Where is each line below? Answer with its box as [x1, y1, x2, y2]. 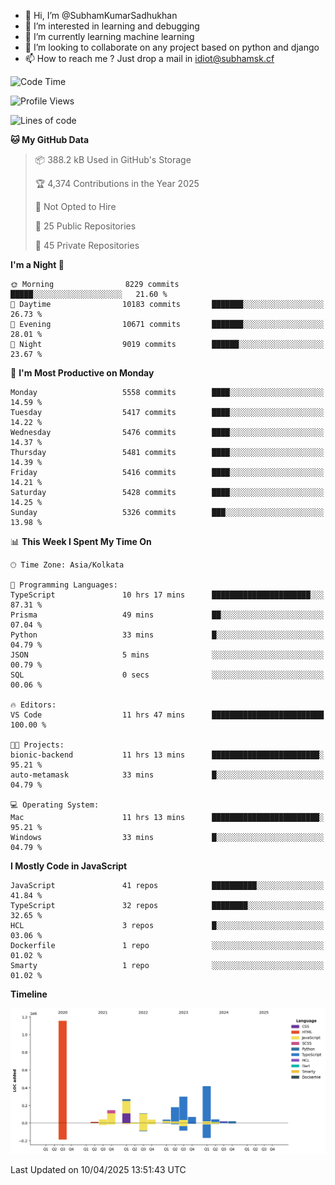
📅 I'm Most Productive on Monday [10, 367, 155, 379]
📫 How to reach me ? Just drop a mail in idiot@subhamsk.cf [24, 53, 275, 64]
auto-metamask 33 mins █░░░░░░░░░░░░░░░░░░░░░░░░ [10, 770, 325, 780]
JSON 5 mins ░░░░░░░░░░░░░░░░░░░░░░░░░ [10, 650, 325, 660]
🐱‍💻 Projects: [10, 740, 65, 750]
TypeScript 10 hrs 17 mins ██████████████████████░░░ [10, 590, 325, 600]
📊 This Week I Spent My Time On [10, 536, 152, 547]
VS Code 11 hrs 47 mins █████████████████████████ [10, 710, 325, 720]
